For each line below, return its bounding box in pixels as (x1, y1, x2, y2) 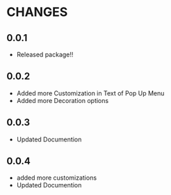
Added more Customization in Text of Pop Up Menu (16, 88, 165, 97)
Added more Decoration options (16, 96, 109, 104)
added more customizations (16, 173, 97, 182)
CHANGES (6, 4, 68, 20)
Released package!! (16, 50, 74, 58)
